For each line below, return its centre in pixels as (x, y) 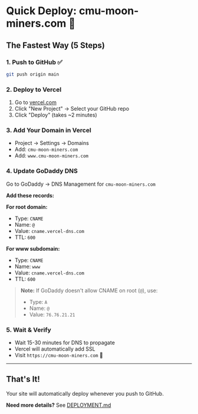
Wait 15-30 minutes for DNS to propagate (65, 342)
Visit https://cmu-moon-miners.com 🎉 (59, 355)
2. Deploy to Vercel (34, 89)
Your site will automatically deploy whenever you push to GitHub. (85, 393)
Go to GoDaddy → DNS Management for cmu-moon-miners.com (81, 184)
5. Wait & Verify (29, 329)
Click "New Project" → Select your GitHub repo (72, 109)
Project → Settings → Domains (52, 143)
